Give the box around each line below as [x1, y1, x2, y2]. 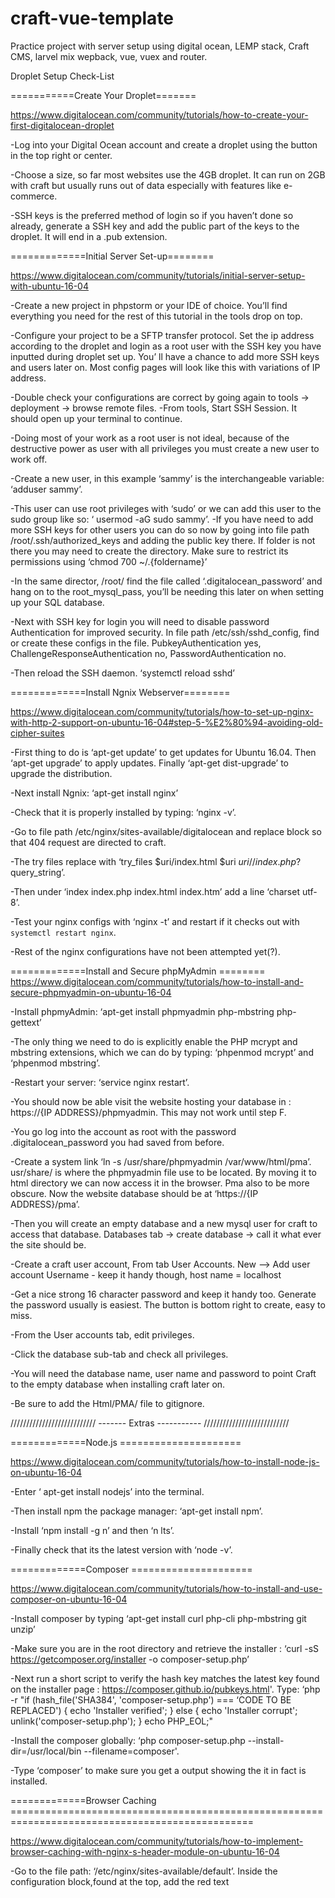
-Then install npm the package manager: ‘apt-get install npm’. [10, 1505, 263, 1517]
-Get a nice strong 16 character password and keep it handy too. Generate [10, 1288, 317, 1300]
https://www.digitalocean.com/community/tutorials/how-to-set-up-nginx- [10, 705, 314, 717]
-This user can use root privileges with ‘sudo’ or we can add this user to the [10, 502, 322, 514]
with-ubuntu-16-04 [10, 280, 89, 292]
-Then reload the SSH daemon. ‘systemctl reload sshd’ [10, 667, 235, 679]
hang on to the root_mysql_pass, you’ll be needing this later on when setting [10, 585, 325, 597]
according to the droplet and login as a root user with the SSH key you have [10, 340, 322, 352]
